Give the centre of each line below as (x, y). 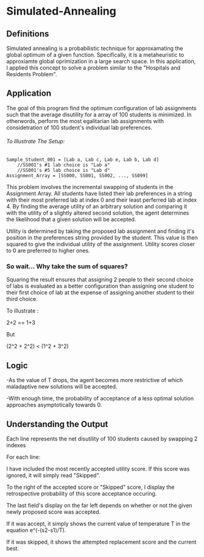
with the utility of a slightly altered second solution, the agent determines (98, 213)
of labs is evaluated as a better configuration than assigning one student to (100, 286)
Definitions (28, 34)
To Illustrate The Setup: (36, 141)
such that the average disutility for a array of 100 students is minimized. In (99, 115)
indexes (16, 445)
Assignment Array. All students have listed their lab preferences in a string (99, 194)
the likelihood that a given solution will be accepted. (71, 219)
